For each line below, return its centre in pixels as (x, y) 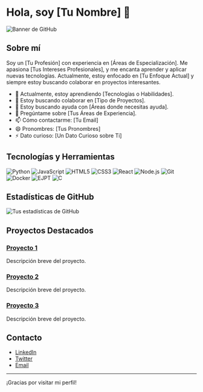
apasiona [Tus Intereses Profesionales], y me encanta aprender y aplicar (97, 69)
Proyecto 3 (23, 305)
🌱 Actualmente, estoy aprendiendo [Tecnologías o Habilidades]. (94, 94)
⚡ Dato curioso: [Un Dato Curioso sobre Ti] (68, 135)
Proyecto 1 (22, 248)
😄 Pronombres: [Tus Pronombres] (58, 128)
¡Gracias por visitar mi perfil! (41, 383)
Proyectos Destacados (50, 231)
